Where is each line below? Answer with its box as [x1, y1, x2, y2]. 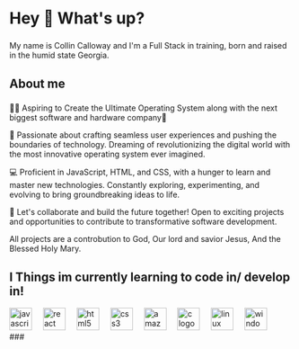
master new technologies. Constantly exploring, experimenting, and [9, 180, 260, 191]
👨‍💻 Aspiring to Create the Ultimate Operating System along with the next [9, 103, 278, 113]
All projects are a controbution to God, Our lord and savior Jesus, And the [9, 234, 281, 245]
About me [9, 76, 66, 91]
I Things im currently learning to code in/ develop [9, 269, 291, 284]
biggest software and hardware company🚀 [9, 112, 168, 123]
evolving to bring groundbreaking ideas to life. [9, 189, 180, 201]
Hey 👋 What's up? [9, 8, 145, 29]
